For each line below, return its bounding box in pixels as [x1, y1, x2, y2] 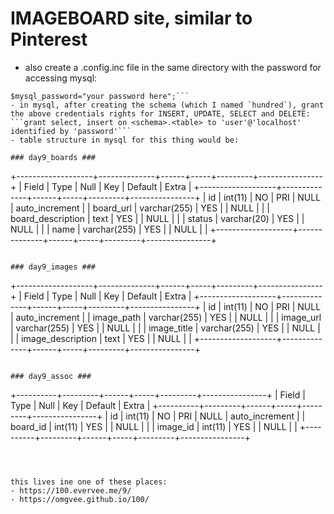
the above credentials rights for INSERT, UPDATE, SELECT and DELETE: [10, 108, 311, 119]
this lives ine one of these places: [10, 477, 168, 487]
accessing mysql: [24, 72, 98, 84]
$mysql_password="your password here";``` [10, 91, 190, 101]
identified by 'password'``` [10, 126, 132, 136]
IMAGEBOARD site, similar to [10, 7, 253, 30]
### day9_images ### [10, 262, 97, 272]
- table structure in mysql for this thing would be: [10, 135, 240, 145]
